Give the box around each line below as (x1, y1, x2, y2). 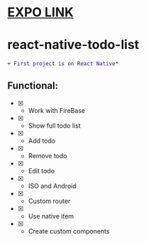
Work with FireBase (28, 106, 86, 114)
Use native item (28, 211, 74, 220)
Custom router (28, 197, 71, 205)
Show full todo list (28, 121, 82, 130)
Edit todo (28, 166, 55, 175)
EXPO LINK (7, 4, 74, 21)
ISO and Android (28, 182, 77, 190)
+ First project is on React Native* (7, 60, 119, 67)
